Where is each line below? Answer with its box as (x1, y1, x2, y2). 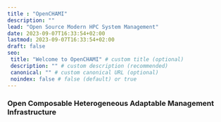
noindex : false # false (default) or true (10, 75, 137, 83)
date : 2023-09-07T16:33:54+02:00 (7, 29, 106, 37)
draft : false (7, 43, 46, 50)
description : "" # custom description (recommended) (10, 62, 169, 69)
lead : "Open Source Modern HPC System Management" (7, 23, 159, 30)
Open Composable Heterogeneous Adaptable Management (7, 99, 215, 109)
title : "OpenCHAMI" (7, 10, 68, 18)
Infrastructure (7, 107, 57, 117)
